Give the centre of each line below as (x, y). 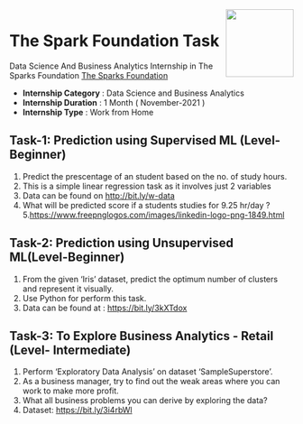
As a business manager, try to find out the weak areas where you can (151, 382)
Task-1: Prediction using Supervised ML (123, 140)
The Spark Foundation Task (115, 41)
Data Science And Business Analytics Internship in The (111, 66)
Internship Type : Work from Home (88, 112)
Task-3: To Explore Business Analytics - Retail (142, 336)
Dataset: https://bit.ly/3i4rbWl (77, 410)
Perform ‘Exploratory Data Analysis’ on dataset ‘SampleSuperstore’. (147, 372)
